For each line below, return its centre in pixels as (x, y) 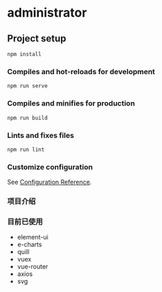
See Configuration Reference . (49, 182)
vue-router (33, 267)
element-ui (33, 237)
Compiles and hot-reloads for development (81, 71)
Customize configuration (50, 166)
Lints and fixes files (41, 135)
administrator (47, 13)
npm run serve (28, 86)
